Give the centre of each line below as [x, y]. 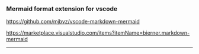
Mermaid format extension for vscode [62, 9]
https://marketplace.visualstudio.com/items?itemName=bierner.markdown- [98, 33]
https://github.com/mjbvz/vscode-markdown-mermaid [73, 22]
